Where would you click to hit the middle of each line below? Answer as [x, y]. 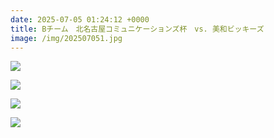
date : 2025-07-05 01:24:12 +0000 [80, 19]
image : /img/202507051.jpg [66, 38]
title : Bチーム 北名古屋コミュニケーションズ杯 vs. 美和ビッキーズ [137, 29]
